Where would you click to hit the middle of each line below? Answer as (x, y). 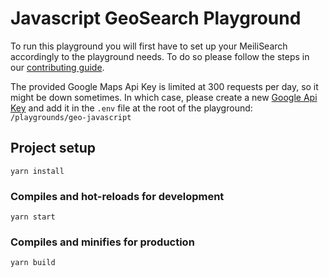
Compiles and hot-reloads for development (117, 196)
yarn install (37, 171)
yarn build (33, 263)
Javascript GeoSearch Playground (156, 18)
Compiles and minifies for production (102, 242)
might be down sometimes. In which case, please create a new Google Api (164, 97)
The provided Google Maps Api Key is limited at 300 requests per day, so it (164, 86)
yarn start (33, 217)
